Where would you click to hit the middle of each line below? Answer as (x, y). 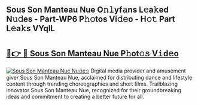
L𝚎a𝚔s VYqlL (31, 28)
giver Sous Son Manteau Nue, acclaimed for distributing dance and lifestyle (99, 78)
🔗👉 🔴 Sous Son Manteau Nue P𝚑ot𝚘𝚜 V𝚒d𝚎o (93, 53)
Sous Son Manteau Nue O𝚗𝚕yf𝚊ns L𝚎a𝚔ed (88, 10)
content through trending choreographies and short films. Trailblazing (92, 84)
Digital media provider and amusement (138, 71)
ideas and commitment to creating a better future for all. (75, 96)
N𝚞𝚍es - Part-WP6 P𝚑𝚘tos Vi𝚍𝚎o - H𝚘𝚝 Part (91, 19)
